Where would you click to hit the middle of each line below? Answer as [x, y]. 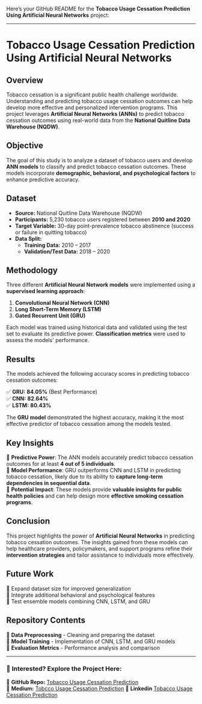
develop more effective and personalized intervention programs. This [92, 107]
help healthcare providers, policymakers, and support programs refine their [99, 548]
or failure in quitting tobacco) [51, 232]
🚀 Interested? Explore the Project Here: [64, 669]
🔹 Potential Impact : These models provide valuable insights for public [94, 490]
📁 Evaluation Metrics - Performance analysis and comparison [83, 647]
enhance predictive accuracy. [43, 179]
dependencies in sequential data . [49, 483]
